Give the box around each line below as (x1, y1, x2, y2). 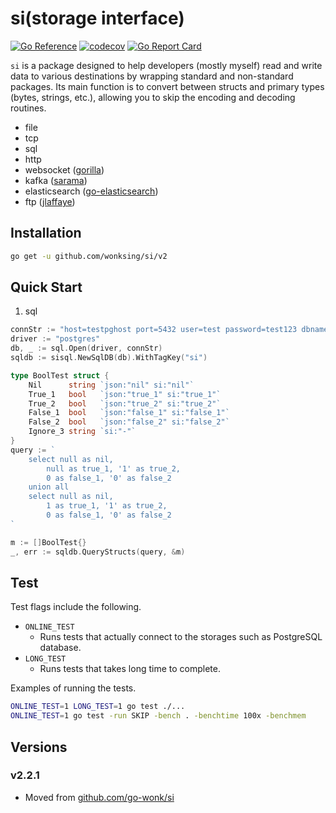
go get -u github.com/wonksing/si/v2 (10, 251, 168, 261)
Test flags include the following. (10, 601, 142, 613)
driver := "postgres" (10, 334, 101, 344)
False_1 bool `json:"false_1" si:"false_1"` (28, 408, 230, 418)
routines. (10, 102, 47, 114)
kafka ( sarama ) (24, 174, 88, 186)
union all (28, 482, 70, 492)
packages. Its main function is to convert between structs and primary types (10, 80, 325, 92)
